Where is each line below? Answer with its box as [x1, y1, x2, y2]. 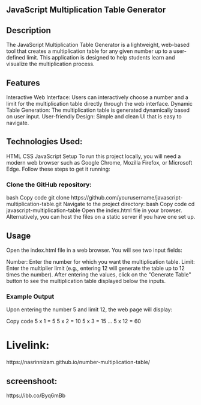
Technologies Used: [6, 136, 83, 147]
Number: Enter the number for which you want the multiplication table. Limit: [6, 258, 195, 265]
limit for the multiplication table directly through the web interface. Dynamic [6, 100, 193, 108]
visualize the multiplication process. [6, 60, 95, 68]
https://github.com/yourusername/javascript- [71, 194, 183, 201]
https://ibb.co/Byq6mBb [6, 392, 66, 399]
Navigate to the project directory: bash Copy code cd [62, 201, 195, 208]
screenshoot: [6, 376, 58, 386]
